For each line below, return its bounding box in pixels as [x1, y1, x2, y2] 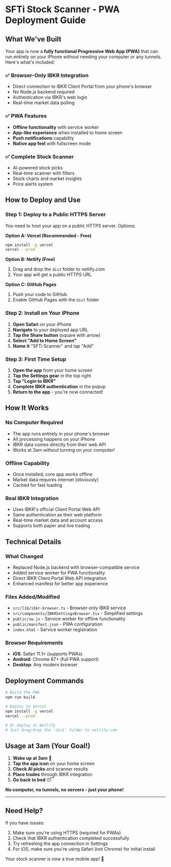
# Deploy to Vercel [5, 704, 47, 709]
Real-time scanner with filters [12, 170, 75, 176]
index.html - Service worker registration [12, 627, 98, 633]
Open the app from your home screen [12, 367, 93, 373]
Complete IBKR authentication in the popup [12, 383, 106, 389]
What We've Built [5, 35, 62, 43]
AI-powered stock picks [12, 164, 63, 170]
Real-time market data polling [12, 100, 75, 106]
